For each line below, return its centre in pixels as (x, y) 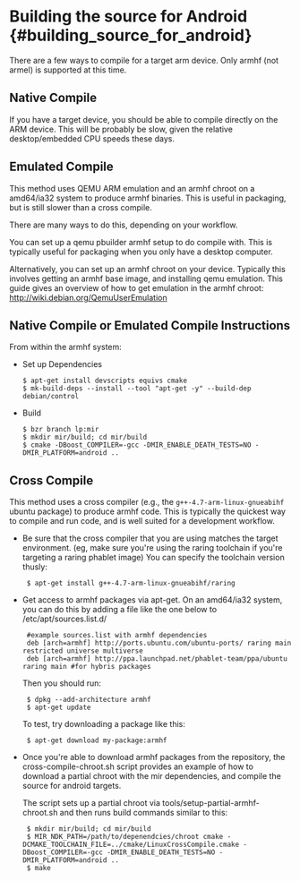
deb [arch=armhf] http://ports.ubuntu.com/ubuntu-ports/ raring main (159, 643)
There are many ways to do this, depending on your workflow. (124, 225)
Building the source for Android (129, 17)
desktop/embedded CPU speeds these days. (92, 138)
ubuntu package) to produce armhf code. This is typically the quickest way (148, 511)
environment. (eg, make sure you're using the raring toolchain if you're (152, 548)
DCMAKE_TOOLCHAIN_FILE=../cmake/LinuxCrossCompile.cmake (131, 845)
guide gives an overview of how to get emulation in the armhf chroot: (137, 287)
